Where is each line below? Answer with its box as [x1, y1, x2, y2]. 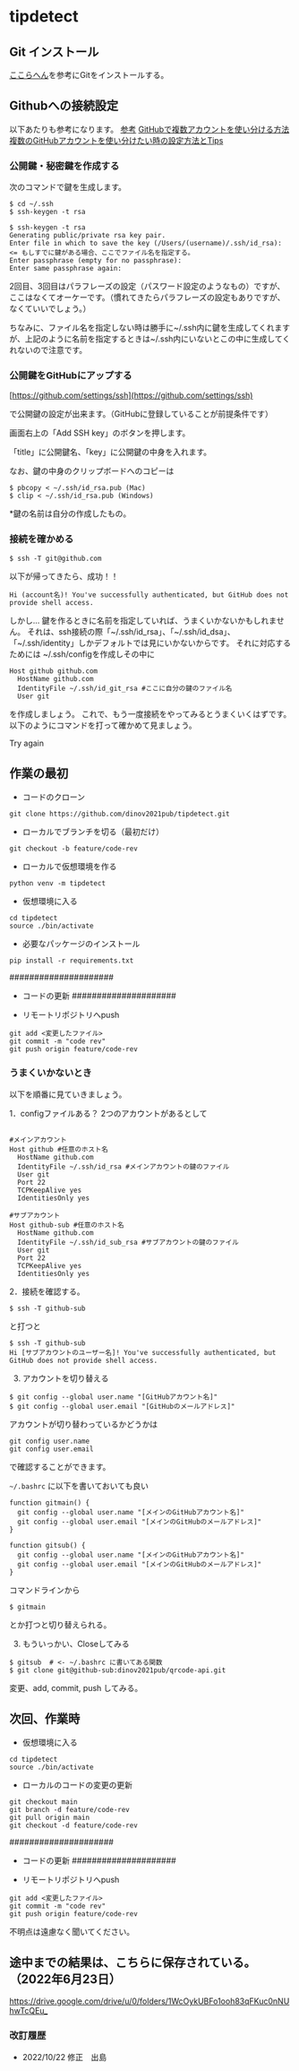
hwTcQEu [9, 2006, 45, 2016]
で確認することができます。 [9, 1461, 111, 1471]
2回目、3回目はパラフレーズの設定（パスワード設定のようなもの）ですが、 [9, 280, 286, 292]
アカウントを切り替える [21, 1373, 109, 1384]
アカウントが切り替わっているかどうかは [9, 1419, 158, 1429]
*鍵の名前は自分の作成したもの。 [9, 508, 132, 519]
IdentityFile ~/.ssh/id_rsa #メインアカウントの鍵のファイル [17, 1162, 230, 1171]
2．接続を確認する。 [9, 1286, 85, 1297]
